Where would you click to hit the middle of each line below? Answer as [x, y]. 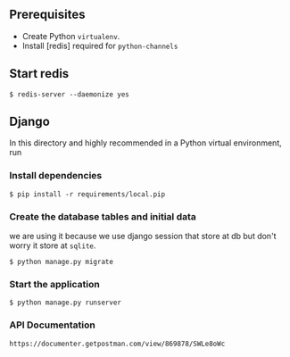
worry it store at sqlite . [53, 245]
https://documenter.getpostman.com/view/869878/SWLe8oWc [117, 344]
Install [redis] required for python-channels [100, 46]
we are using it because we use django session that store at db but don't [143, 237]
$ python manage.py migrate [62, 262]
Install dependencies [56, 176]
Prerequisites [47, 15]
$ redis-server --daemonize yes [69, 94]
